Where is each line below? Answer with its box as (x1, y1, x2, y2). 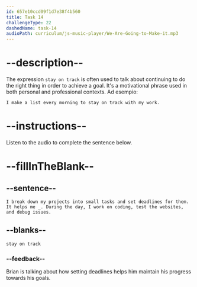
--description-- (6, 56, 84, 70)
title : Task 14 (6, 14, 44, 20)
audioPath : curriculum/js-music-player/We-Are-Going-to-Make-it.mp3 (6, 31, 179, 37)
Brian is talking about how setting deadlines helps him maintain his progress (6, 268, 191, 275)
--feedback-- (6, 254, 46, 263)
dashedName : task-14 (6, 25, 57, 31)
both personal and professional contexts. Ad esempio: (6, 88, 138, 95)
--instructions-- (6, 120, 87, 133)
